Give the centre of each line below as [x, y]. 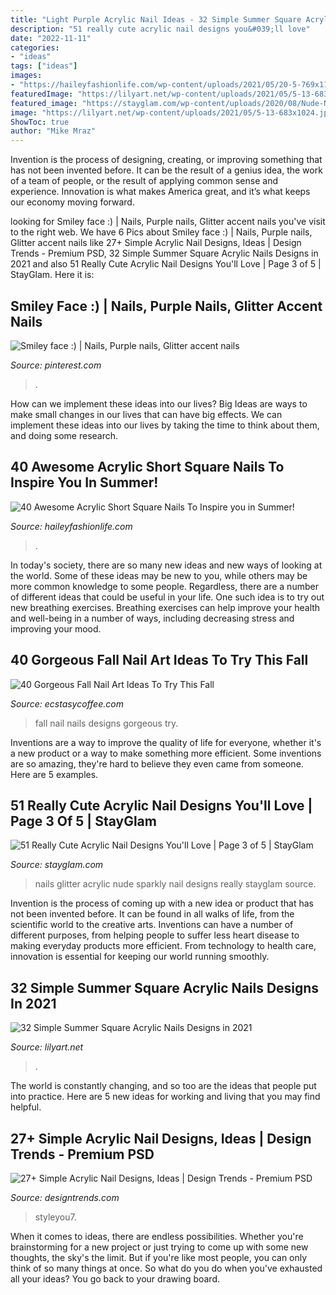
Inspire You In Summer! [84, 482]
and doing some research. [64, 435]
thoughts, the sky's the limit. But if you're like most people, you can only [159, 1257]
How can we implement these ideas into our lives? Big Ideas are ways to [159, 403]
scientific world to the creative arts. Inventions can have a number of [152, 925]
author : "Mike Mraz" [53, 131]
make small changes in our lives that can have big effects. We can [146, 414]
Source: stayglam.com [57, 865]
